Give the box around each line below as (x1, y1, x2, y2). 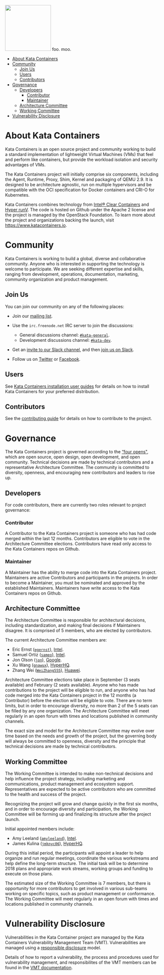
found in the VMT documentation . (5, 965, 73, 971)
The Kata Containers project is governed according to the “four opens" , (5, 449, 149, 455)
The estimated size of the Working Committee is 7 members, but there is (5, 880, 151, 886)
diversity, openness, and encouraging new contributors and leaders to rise (5, 469, 155, 476)
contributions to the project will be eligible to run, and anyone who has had (5, 687, 155, 693)
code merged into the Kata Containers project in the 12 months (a (5, 692, 137, 698)
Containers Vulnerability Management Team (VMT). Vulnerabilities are (5, 940, 146, 946)
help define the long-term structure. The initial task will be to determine (5, 861, 148, 866)
